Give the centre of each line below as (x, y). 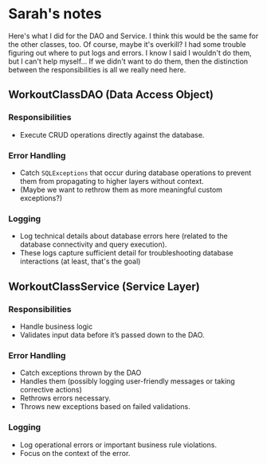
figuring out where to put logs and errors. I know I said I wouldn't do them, (130, 53)
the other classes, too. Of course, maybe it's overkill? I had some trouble (127, 44)
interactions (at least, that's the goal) (80, 261)
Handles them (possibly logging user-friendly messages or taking (127, 381)
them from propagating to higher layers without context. (112, 181)
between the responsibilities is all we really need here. (97, 69)
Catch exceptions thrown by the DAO (80, 373)
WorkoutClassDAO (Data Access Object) (111, 95)
